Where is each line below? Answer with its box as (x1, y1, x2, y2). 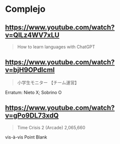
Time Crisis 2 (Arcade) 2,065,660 (17, 124, 85, 130)
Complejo (5, 3, 46, 15)
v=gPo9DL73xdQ (5, 111, 59, 120)
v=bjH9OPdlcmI (5, 66, 55, 74)
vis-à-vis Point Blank (5, 134, 47, 140)
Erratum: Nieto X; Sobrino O (5, 89, 62, 95)
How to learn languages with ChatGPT (17, 44, 95, 50)
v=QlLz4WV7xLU (5, 31, 60, 39)
